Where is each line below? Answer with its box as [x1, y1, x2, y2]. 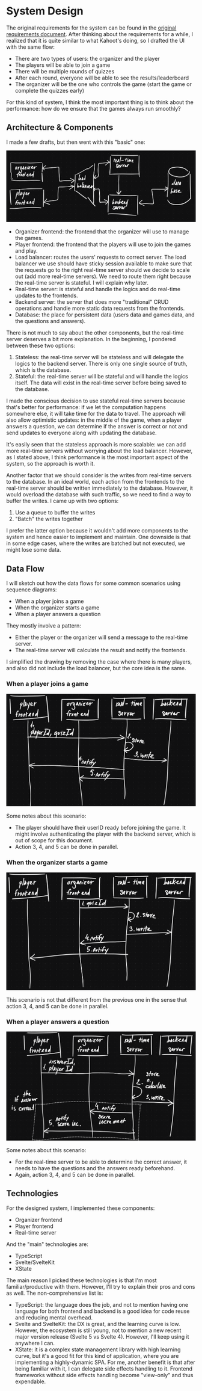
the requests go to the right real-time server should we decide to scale [14, 267, 191, 274]
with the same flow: [6, 43, 55, 51]
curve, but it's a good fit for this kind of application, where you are [14, 1352, 179, 1359]
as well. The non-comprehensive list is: [6, 1289, 103, 1297]
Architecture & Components [6, 122, 114, 133]
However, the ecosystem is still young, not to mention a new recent [14, 1327, 182, 1334]
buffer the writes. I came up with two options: [6, 498, 119, 505]
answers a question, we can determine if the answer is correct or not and [6, 423, 188, 430]
